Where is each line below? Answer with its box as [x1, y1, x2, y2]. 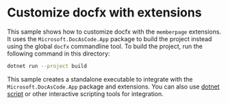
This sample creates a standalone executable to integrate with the [7, 75, 193, 83]
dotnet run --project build [7, 62, 88, 69]
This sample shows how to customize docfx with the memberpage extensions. [7, 27, 221, 36]
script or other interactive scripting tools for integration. [7, 89, 164, 97]
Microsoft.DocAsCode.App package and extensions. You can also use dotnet [7, 82, 220, 91]
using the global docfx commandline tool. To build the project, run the [7, 42, 203, 50]
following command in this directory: [7, 49, 110, 58]
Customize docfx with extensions [7, 5, 202, 21]
